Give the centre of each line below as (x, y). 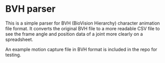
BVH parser (30, 9)
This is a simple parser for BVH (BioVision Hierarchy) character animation (83, 23)
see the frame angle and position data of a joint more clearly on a (74, 34)
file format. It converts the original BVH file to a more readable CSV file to (82, 28)
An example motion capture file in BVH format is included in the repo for (81, 49)
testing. (13, 55)
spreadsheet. (19, 39)
